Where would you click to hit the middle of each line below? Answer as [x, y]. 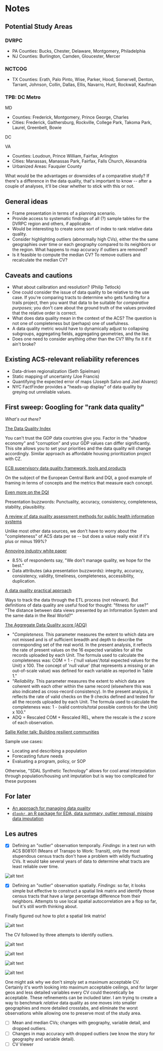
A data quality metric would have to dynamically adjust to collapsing [80, 329]
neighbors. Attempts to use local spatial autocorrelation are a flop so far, [84, 901]
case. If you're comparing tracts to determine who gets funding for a [81, 298]
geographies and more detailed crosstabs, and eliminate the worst [72, 1008]
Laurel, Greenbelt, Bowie [37, 128]
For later [18, 797]
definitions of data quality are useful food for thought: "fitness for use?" [77, 605]
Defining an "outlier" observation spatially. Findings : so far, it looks [79, 886]
